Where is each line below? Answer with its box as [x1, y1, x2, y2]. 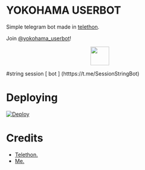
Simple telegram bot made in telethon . [6, 23, 100, 30]
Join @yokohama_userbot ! [6, 34, 71, 42]
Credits [6, 131, 43, 145]
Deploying [6, 91, 58, 105]
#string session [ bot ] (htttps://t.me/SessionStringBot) [6, 70, 140, 77]
